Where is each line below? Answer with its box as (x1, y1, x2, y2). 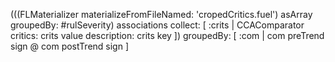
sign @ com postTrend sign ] (10, 40, 129, 52)
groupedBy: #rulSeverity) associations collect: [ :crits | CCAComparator (10, 19, 305, 31)
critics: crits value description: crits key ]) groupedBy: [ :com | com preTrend (10, 30, 325, 41)
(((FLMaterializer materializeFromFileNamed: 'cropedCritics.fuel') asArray (10, 9, 313, 20)
